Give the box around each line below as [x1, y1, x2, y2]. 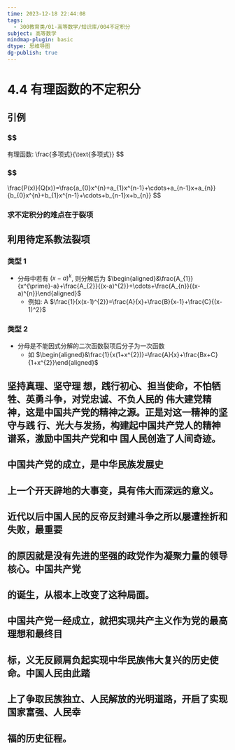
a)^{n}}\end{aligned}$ [17, 289, 82, 298]
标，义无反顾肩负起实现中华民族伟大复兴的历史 [7, 654, 210, 666]
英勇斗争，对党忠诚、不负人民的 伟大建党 [25, 394, 203, 405]
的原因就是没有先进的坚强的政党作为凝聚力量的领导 [7, 550, 228, 562]
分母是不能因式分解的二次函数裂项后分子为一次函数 [17, 341, 165, 350]
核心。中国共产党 [7, 563, 81, 575]
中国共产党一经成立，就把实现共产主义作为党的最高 [7, 615, 228, 627]
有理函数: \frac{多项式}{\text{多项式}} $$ [7, 150, 124, 158]
